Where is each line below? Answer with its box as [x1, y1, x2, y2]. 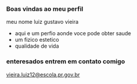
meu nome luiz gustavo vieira [6, 18, 79, 26]
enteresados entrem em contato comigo [6, 57, 126, 66]
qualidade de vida [14, 42, 59, 49]
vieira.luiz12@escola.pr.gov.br [6, 71, 80, 78]
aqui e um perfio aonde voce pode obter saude [14, 30, 132, 37]
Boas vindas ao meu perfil [6, 5, 84, 13]
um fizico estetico [14, 36, 59, 43]
